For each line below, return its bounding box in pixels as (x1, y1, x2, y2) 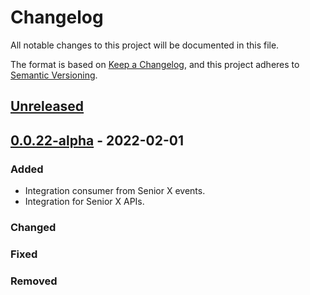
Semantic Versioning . (10, 69, 98, 81)
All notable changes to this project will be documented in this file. (10, 39, 280, 51)
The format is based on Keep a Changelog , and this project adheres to (10, 58, 300, 70)
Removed (10, 274, 58, 288)
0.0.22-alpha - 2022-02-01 (10, 132, 185, 149)
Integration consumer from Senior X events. (24, 185, 206, 197)
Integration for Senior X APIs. (24, 196, 145, 208)
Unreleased (10, 98, 85, 115)
